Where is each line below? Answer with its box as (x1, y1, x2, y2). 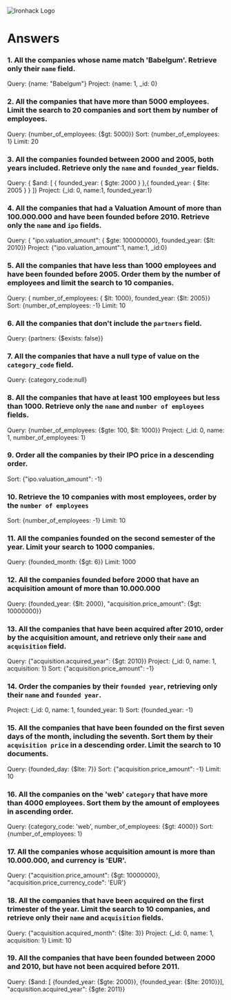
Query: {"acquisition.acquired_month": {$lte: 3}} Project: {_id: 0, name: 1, (7, 929, 214, 937)
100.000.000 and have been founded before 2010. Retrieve (7, 212, 210, 221)
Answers (7, 31, 60, 46)
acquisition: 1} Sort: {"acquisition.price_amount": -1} (7, 664, 154, 673)
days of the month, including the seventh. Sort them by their (7, 732, 213, 742)
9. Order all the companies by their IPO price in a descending (7, 450, 214, 460)
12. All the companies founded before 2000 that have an (7, 575, 199, 585)
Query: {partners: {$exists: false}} (7, 334, 103, 342)
